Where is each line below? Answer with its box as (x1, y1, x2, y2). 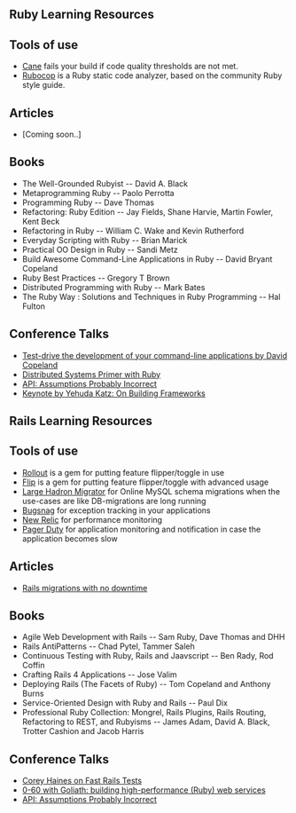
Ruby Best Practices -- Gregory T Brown (21, 272, 170, 283)
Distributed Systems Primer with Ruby (21, 368, 161, 380)
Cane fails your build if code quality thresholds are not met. (21, 61, 239, 72)
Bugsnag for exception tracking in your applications (21, 505, 211, 516)
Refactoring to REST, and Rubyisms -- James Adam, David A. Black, (21, 716, 270, 727)
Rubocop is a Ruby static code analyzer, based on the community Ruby (21, 70, 283, 81)
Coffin (21, 660, 45, 671)
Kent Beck (21, 216, 60, 226)
